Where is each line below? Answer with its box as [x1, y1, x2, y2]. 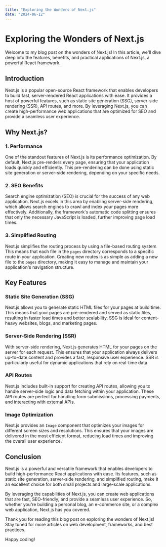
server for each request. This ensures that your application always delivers [5, 349, 158, 355]
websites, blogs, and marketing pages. [18, 320, 98, 326]
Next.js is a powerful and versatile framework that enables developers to [5, 465, 153, 471]
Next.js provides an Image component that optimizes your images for [5, 422, 144, 428]
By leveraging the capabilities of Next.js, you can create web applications [5, 491, 155, 497]
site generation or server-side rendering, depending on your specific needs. [5, 169, 160, 175]
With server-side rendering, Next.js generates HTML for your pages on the [5, 344, 157, 350]
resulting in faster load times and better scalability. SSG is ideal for [5, 315, 141, 321]
